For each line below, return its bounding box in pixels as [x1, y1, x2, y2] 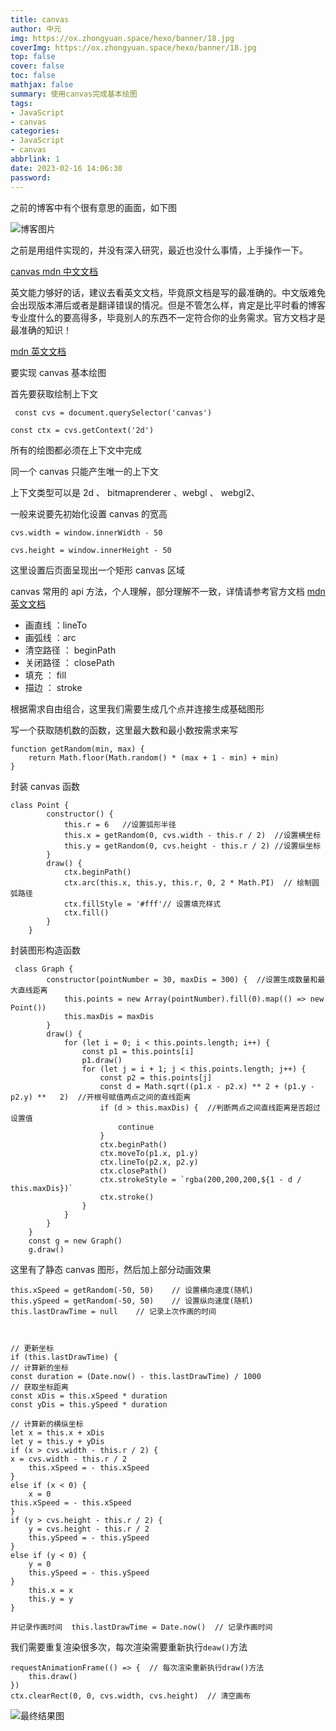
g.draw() [28, 1244, 65, 1255]
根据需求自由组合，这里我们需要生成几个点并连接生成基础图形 [10, 702, 265, 715]
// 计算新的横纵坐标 [10, 1419, 84, 1429]
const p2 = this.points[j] [99, 1072, 213, 1083]
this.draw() [28, 1671, 78, 1681]
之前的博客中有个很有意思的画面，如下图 [10, 201, 177, 213]
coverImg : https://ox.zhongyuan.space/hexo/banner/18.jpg [10, 42, 257, 53]
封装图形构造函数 [10, 944, 81, 956]
